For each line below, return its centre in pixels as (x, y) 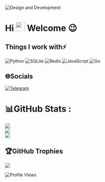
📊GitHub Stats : (38, 109)
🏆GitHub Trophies (34, 151)
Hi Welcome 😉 (41, 28)
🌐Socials (19, 77)
